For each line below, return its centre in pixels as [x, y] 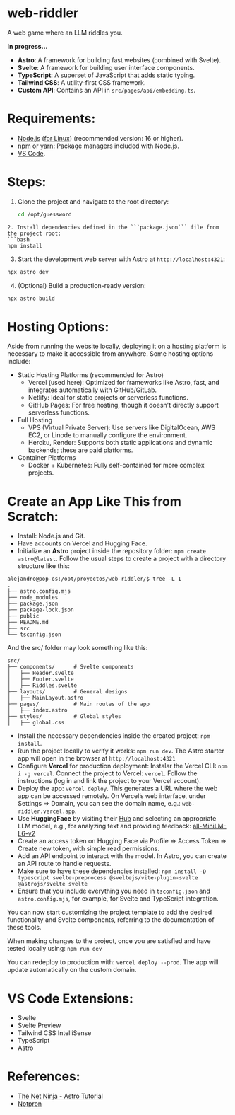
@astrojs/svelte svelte [53, 884]
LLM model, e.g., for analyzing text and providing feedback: [104, 826]
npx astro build [31, 299]
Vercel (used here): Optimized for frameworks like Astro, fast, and [124, 383]
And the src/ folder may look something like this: [78, 648]
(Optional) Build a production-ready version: [82, 285]
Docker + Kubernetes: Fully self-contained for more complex [116, 466]
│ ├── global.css [36, 723]
